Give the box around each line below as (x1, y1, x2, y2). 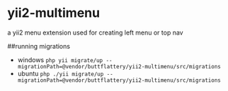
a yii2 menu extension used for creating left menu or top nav (7, 28, 183, 37)
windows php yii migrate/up (17, 55, 103, 64)
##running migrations (7, 42, 71, 50)
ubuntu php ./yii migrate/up (17, 69, 104, 78)
